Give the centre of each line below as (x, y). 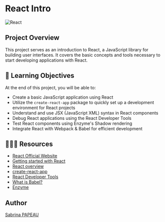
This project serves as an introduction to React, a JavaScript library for (77, 49)
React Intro (28, 9)
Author (16, 203)
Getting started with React (39, 161)
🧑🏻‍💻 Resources (29, 144)
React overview (28, 166)
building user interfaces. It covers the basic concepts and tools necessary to (83, 55)
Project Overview (32, 38)
